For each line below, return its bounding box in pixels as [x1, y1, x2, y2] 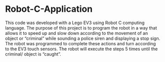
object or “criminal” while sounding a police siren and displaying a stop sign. [5, 35, 161, 41]
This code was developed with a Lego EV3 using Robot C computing [5, 20, 145, 26]
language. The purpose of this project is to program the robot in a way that [5, 25, 157, 31]
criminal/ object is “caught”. [5, 51, 61, 57]
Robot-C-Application [5, 3, 93, 15]
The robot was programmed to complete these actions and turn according [5, 40, 156, 46]
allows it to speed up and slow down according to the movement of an [5, 30, 148, 36]
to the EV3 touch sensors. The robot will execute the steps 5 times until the [5, 46, 158, 52]
